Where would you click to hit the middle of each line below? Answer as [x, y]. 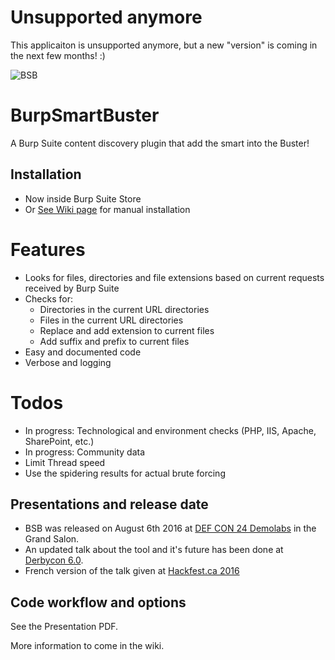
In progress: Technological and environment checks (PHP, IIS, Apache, [170, 430]
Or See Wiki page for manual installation [107, 209]
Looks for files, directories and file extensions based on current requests [174, 277]
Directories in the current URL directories [124, 309]
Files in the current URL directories [111, 320]
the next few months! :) [58, 55]
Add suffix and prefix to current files [114, 341]
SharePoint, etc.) [59, 441]
